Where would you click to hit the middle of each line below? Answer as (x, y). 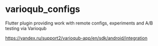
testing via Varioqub (26, 28)
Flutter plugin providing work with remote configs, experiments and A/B (79, 23)
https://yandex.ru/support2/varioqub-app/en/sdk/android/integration (76, 38)
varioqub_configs (43, 9)
